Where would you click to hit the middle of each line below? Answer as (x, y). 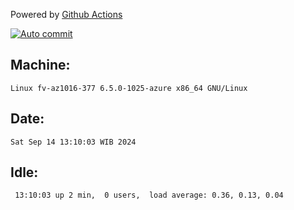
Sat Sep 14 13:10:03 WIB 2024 (73, 142)
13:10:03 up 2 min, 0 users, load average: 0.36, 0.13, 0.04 (149, 195)
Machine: (40, 65)
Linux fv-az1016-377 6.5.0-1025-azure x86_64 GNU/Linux (129, 88)
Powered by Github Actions (66, 14)
